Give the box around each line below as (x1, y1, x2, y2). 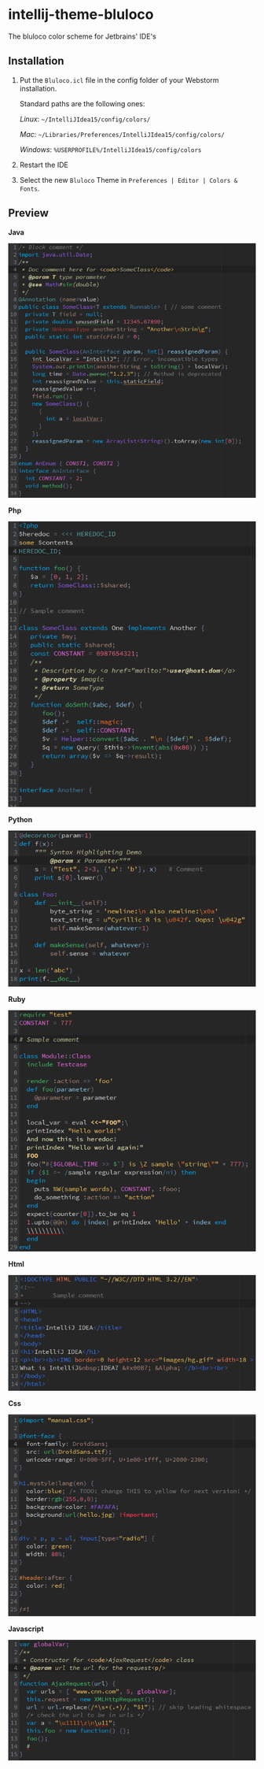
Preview (8, 206, 49, 220)
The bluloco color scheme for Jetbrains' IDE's (8, 32, 157, 41)
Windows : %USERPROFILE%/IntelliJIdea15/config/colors (19, 144, 202, 154)
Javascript (8, 1624, 45, 1634)
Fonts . (19, 184, 40, 193)
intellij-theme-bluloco (8, 6, 154, 24)
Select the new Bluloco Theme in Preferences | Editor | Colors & (19, 175, 238, 184)
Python (8, 815, 33, 825)
